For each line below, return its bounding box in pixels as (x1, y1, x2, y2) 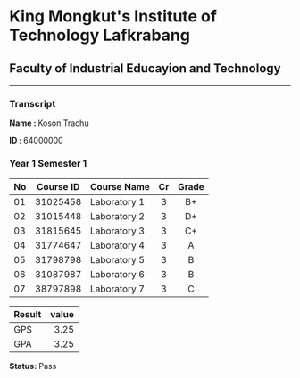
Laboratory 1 (90, 195, 146, 208)
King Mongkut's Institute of (9, 6, 217, 27)
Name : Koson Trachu (9, 118, 89, 128)
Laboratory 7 (90, 283, 146, 295)
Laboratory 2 (90, 210, 146, 222)
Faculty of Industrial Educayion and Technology (9, 61, 281, 76)
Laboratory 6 (90, 267, 146, 280)
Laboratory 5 (90, 253, 146, 266)
